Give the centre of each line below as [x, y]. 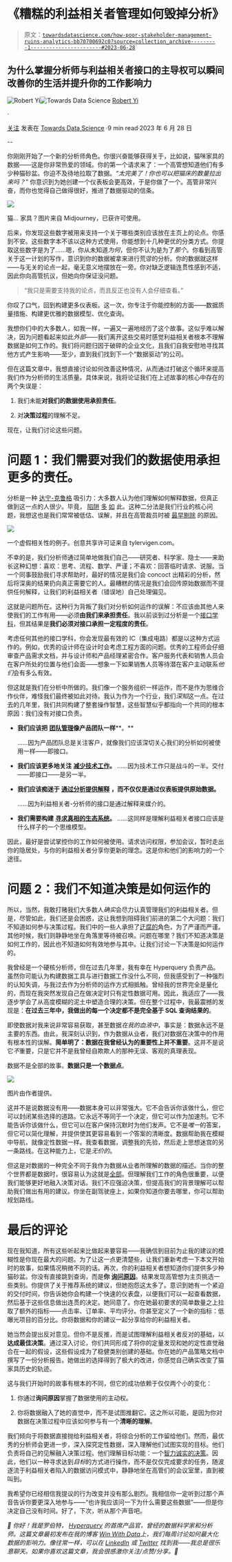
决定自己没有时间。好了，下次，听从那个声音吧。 [76, 1510]
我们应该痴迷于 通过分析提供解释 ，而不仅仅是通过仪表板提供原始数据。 [118, 789]
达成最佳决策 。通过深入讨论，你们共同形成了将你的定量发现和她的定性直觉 [113, 1343]
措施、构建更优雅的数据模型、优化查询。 [70, 314]
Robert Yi [126, 100]
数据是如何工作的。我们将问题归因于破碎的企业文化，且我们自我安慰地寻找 [113, 345]
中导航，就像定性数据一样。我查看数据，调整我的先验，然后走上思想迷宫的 [113, 1142]
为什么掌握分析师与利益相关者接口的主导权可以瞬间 [116, 71]
